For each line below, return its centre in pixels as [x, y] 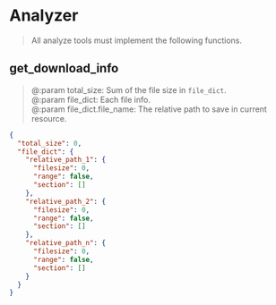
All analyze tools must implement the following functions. [136, 40]
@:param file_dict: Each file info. [91, 99]
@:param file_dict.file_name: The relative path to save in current [149, 109]
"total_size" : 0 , [50, 143]
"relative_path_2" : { [65, 201]
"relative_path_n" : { [65, 243]
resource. [49, 118]
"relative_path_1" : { [65, 160]
